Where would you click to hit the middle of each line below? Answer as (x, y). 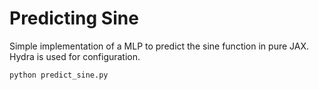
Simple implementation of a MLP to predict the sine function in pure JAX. (159, 46)
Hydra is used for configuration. (75, 56)
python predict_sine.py (59, 75)
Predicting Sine (74, 18)
